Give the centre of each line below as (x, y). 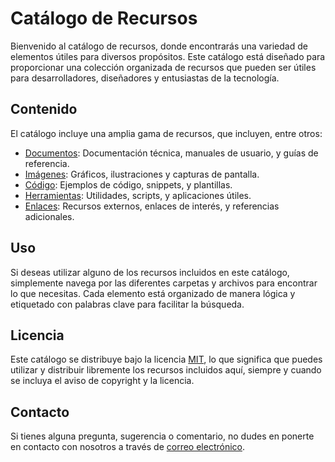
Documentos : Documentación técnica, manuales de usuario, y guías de (171, 153)
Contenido (44, 109)
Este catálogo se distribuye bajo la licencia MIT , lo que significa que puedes (166, 359)
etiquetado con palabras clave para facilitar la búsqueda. (127, 304)
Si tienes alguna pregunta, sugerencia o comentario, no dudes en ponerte (162, 436)
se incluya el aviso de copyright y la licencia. (102, 381)
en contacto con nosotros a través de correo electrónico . (128, 447)
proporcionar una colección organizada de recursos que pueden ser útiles (163, 67)
